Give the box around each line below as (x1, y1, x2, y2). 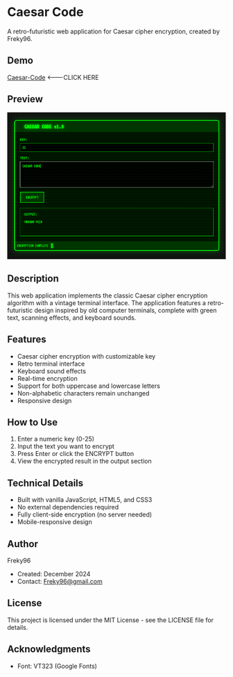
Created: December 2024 (17, 569, 91, 578)
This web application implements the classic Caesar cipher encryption (7, 291, 208, 300)
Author (7, 538, 38, 550)
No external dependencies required (17, 503, 119, 512)
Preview (7, 93, 44, 105)
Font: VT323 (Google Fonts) (17, 662, 97, 670)
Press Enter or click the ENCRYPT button (17, 450, 134, 458)
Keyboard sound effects (17, 366, 87, 375)
